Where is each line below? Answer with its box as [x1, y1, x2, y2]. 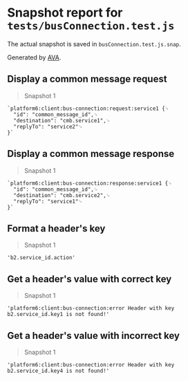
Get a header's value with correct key [7, 273, 172, 285]
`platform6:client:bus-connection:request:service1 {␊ [7, 105, 169, 112]
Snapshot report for [7, 5, 123, 21]
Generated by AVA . [7, 53, 62, 62]
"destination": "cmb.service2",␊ [13, 192, 111, 198]
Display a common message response [7, 148, 175, 160]
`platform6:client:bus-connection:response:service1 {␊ [7, 180, 173, 187]
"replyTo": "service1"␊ [13, 198, 83, 205]
